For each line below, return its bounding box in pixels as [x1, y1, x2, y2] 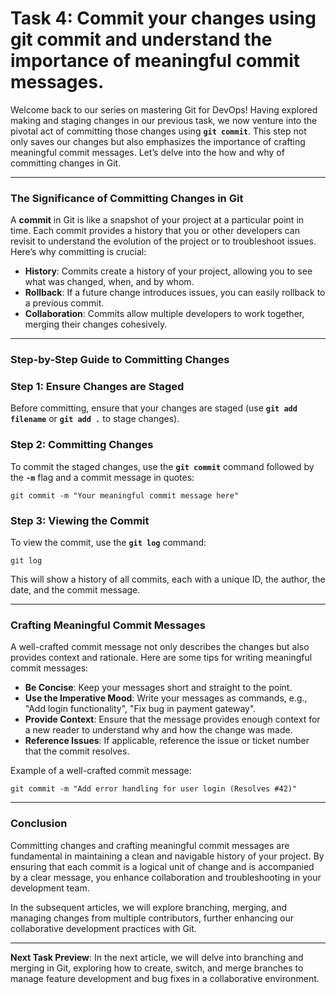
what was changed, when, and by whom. [24, 276, 195, 288]
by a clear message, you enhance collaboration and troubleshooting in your [10, 871, 322, 883]
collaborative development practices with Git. [10, 922, 197, 934]
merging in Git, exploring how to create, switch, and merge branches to [10, 962, 304, 974]
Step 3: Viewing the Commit [10, 513, 150, 527]
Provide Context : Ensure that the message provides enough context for [24, 713, 321, 726]
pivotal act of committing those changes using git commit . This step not [10, 125, 307, 137]
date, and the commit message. [10, 584, 141, 596]
